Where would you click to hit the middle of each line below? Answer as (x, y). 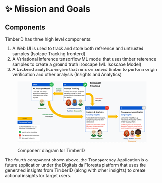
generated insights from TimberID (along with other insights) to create (75, 170)
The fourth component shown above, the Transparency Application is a (77, 160)
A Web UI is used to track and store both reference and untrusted (78, 48)
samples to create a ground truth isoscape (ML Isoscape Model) (77, 64)
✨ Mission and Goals (48, 9)
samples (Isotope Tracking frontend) (49, 54)
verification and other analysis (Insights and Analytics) (67, 75)
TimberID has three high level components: (48, 39)
